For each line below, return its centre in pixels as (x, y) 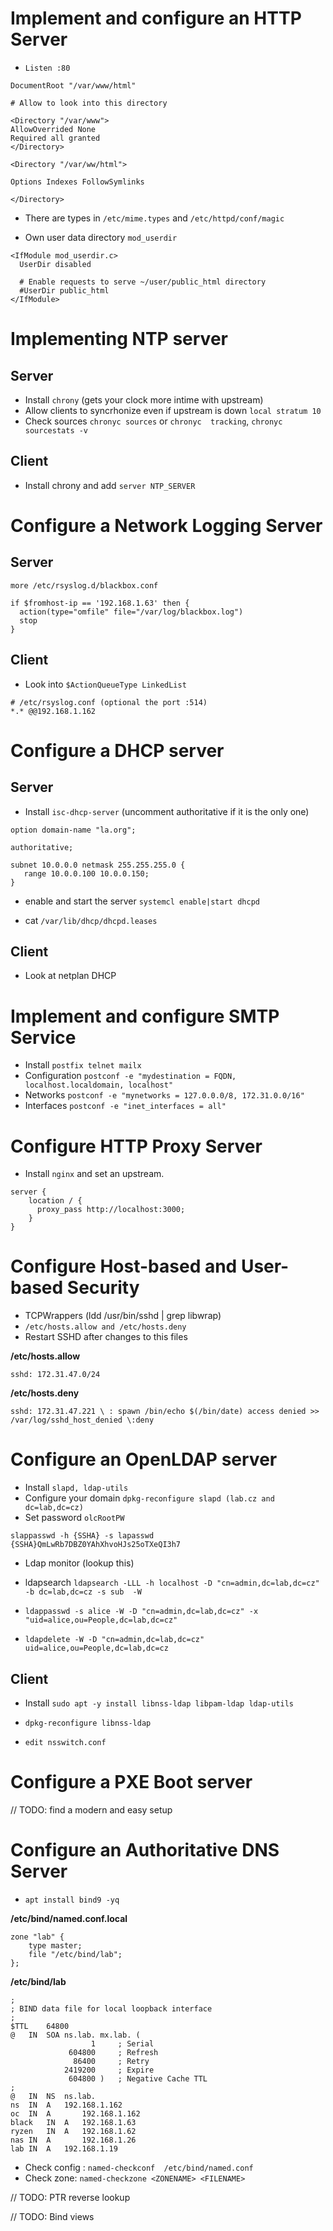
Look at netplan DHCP (70, 976)
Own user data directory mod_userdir (101, 237)
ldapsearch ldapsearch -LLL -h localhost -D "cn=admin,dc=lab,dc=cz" (172, 1583)
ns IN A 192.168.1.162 (66, 2105)
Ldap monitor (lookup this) (79, 1563)
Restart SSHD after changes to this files (106, 1337)
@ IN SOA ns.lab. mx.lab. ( (75, 2035)
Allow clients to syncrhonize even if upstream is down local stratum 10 (173, 410)
